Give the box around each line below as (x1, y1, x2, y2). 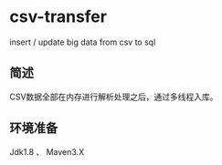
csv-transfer (9, 6, 108, 27)
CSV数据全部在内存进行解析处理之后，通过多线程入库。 (9, 91, 218, 102)
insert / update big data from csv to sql (9, 36, 156, 47)
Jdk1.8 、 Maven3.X (9, 146, 85, 157)
